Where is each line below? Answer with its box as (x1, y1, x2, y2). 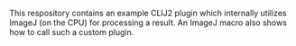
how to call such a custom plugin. (9, 27, 134, 37)
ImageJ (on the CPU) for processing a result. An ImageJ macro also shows (9, 17, 287, 28)
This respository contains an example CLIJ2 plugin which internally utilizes (9, 8, 287, 18)
